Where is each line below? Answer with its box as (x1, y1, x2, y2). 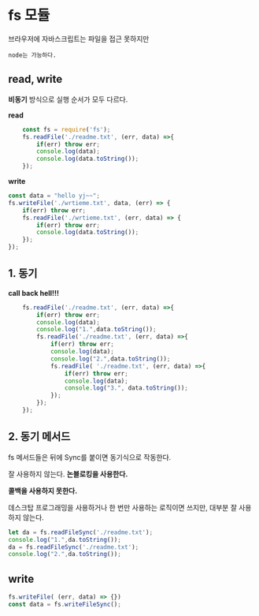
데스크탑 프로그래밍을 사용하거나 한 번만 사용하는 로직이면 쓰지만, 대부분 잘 (8, 502, 238, 512)
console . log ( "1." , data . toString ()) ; (36, 326, 157, 334)
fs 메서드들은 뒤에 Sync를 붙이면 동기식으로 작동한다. (8, 452, 172, 461)
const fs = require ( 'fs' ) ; (22, 125, 111, 133)
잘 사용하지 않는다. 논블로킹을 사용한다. (8, 469, 128, 479)
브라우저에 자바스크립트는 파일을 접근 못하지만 (8, 34, 150, 43)
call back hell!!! (8, 288, 60, 297)
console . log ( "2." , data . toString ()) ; (50, 355, 171, 363)
